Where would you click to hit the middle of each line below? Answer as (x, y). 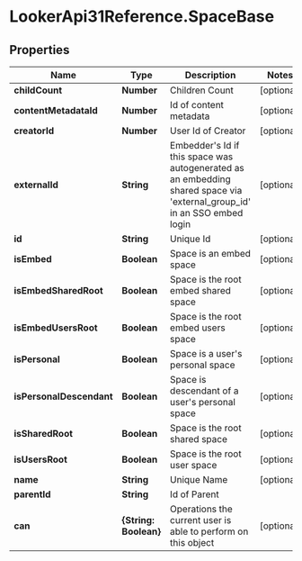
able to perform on (209, 531)
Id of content (197, 105)
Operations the (201, 509)
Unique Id (190, 239)
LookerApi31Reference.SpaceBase (142, 17)
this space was (201, 157)
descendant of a (204, 391)
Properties (40, 50)
